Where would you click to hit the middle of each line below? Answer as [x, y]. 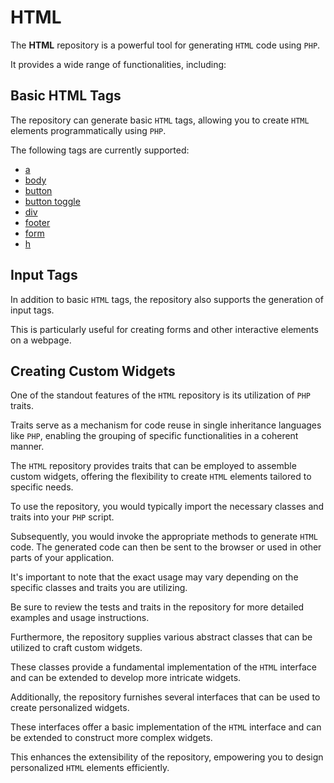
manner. [27, 447]
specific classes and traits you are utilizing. [99, 588]
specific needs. [42, 487]
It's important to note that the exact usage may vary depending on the [154, 577]
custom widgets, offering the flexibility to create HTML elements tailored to [161, 477]
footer [37, 222]
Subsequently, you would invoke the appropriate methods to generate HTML [164, 537]
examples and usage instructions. [80, 618]
